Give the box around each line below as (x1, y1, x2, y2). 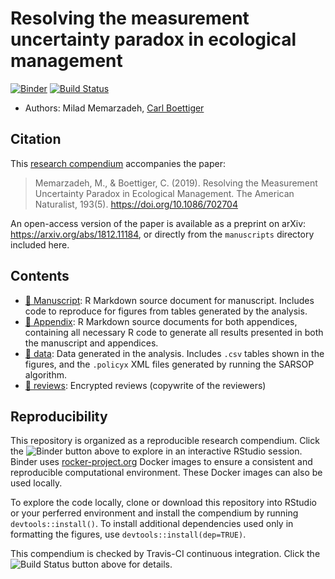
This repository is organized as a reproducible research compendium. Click (10, 435, 320, 447)
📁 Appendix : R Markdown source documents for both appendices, (24, 315, 298, 327)
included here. (10, 238, 70, 251)
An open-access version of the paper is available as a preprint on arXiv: (10, 217, 307, 229)
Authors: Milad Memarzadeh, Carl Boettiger (24, 102, 205, 114)
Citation (10, 131, 62, 148)
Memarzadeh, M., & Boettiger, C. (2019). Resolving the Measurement (34, 177, 318, 189)
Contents (10, 268, 70, 285)
